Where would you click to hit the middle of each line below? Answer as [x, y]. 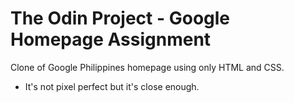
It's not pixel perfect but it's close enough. [112, 86]
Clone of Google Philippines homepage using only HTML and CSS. [147, 67]
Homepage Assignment [111, 39]
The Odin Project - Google [120, 18]
